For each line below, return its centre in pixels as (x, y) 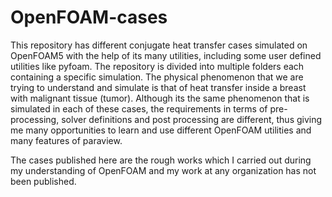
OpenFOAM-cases (89, 17)
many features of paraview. (66, 140)
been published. (43, 181)
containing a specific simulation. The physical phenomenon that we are (157, 77)
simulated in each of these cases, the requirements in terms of (139, 108)
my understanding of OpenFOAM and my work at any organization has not (163, 170)
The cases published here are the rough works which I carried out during (161, 160)
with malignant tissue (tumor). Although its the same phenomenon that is (160, 98)
